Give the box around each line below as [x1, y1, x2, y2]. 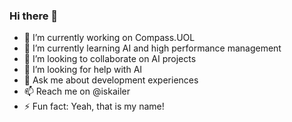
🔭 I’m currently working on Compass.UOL [23, 32, 196, 44]
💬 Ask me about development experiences [23, 74, 199, 86]
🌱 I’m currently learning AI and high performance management [23, 42, 282, 54]
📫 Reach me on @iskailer [23, 85, 131, 98]
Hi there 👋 [9, 9, 59, 23]
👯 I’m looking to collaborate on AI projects [23, 53, 197, 65]
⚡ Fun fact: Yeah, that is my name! [23, 100, 165, 113]
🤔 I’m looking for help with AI [23, 64, 143, 76]
